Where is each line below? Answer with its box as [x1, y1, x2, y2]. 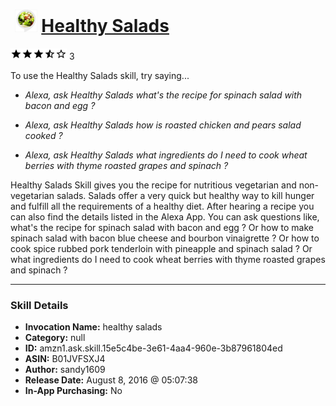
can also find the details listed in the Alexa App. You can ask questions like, [10, 210, 320, 223]
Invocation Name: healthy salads [24, 321, 163, 333]
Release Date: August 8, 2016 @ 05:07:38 [24, 374, 198, 386]
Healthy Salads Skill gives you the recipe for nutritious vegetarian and [10, 179, 297, 191]
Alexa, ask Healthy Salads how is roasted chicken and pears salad [24, 119, 302, 131]
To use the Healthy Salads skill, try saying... [10, 69, 190, 81]
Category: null [24, 332, 86, 344]
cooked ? [24, 129, 63, 141]
